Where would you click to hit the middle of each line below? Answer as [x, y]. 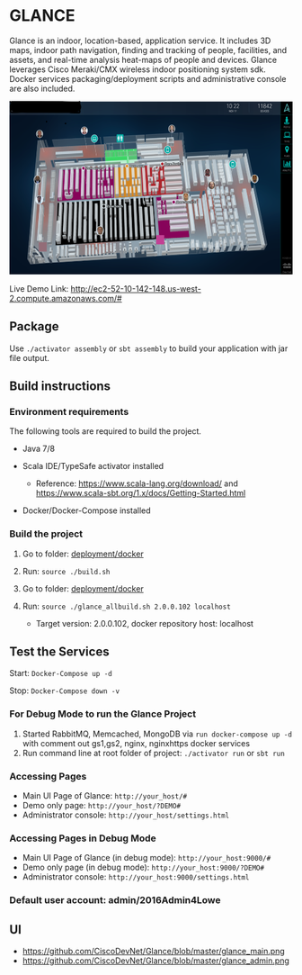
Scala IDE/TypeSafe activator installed [93, 466]
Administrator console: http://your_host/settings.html [126, 815]
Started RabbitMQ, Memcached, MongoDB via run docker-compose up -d [157, 734]
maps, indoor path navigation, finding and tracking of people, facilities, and [148, 50]
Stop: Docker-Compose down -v [64, 691]
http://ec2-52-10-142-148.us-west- [136, 288]
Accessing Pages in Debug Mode [83, 838]
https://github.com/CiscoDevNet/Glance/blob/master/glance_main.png [153, 952]
